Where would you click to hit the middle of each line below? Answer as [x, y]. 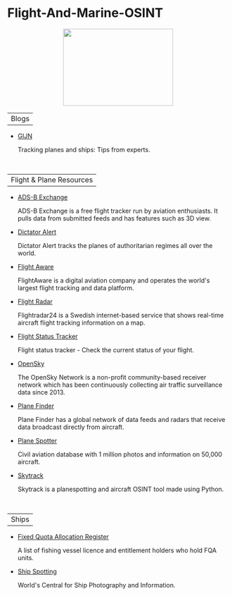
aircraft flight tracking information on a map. [81, 323]
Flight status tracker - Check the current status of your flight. [106, 349]
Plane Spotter [37, 440]
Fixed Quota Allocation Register [63, 536]
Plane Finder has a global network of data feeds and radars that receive [121, 419]
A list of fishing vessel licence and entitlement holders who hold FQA [117, 550]
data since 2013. [41, 392]
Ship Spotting [37, 571]
